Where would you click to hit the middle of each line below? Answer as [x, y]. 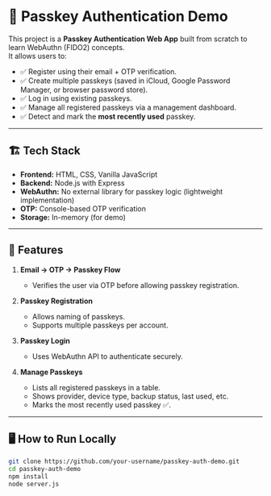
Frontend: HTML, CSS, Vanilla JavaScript [89, 174]
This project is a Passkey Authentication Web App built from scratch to [128, 39]
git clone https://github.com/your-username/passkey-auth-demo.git [124, 462]
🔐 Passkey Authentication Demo [118, 17]
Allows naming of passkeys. [78, 316]
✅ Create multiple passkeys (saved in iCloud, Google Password [125, 81]
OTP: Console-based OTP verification [83, 208]
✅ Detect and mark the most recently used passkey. [108, 116]
